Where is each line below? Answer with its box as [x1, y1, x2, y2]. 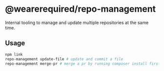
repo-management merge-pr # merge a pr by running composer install [5, 61, 147, 66]
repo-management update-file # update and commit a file [5, 56, 123, 62]
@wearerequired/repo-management [5, 3, 156, 15]
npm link [5, 52, 23, 57]
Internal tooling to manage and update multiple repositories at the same [5, 20, 149, 25]
